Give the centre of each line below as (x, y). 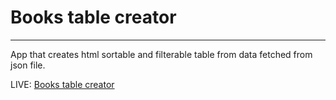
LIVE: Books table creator (62, 84)
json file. (28, 65)
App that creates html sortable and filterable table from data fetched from (161, 54)
